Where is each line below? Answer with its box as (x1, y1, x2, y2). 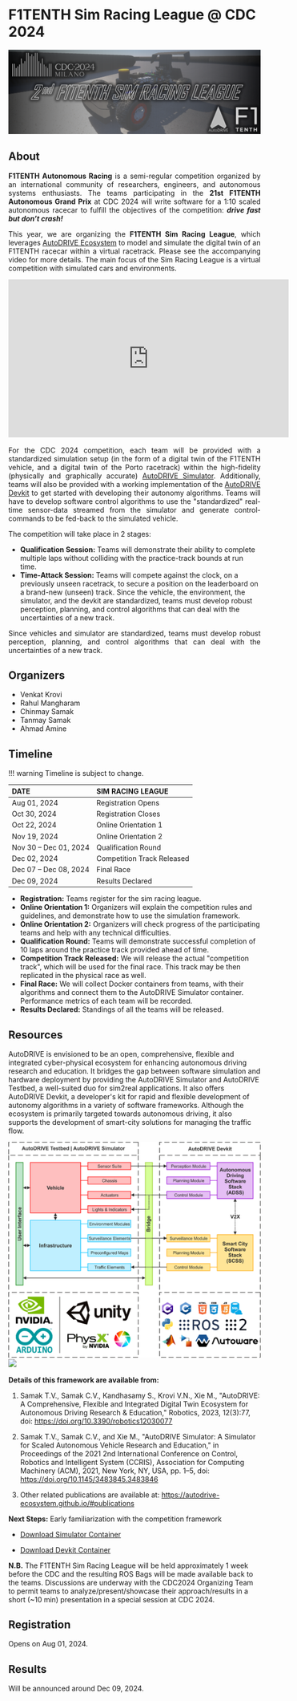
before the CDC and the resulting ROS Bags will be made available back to (8, 1569, 254, 1578)
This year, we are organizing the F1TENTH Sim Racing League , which (8, 229, 262, 238)
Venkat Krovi (19, 690, 62, 700)
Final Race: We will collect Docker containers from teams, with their (19, 979, 244, 989)
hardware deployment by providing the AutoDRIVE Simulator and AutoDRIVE (8, 1075, 260, 1085)
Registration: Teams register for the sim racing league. (19, 894, 202, 903)
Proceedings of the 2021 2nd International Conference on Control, (19, 1448, 239, 1458)
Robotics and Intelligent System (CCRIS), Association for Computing (19, 1457, 245, 1467)
